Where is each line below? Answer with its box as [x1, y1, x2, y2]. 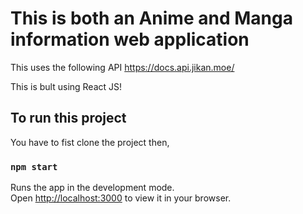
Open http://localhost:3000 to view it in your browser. [10, 192, 232, 204]
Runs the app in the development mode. [10, 182, 175, 194]
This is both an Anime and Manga [10, 7, 293, 30]
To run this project [10, 110, 127, 127]
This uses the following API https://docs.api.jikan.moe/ [10, 61, 235, 73]
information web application [10, 28, 250, 51]
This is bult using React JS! [10, 80, 123, 92]
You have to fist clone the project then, [10, 136, 170, 148]
